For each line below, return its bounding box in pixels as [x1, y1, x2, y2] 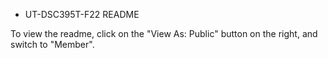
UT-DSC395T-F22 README [24, 9, 140, 20]
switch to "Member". [10, 39, 95, 50]
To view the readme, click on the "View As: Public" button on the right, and [10, 28, 318, 39]
